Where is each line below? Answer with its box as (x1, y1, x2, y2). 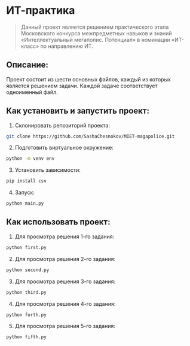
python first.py (6, 244, 47, 250)
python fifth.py (6, 334, 47, 340)
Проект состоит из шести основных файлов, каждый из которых (6, 75, 171, 83)
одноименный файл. (6, 88, 58, 96)
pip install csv (6, 178, 47, 184)
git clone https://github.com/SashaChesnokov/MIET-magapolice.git (6, 133, 175, 139)
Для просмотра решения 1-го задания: (14, 233, 115, 240)
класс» (20, 43, 39, 50)
